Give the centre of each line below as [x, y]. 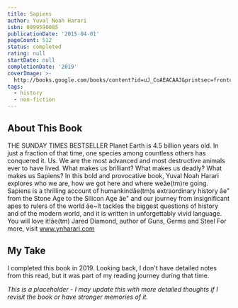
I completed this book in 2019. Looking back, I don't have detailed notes [112, 268]
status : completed [34, 47]
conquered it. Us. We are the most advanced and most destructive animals [116, 160]
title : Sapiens [30, 14]
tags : [15, 87]
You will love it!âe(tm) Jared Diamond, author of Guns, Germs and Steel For [117, 221]
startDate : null [31, 60]
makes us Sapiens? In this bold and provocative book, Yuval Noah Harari [113, 175]
